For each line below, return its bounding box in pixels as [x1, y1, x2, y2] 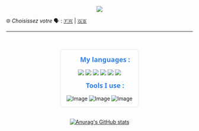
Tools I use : [85, 81, 124, 90]
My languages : [79, 55, 130, 64]
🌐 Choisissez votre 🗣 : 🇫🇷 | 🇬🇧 [6, 17, 87, 24]
